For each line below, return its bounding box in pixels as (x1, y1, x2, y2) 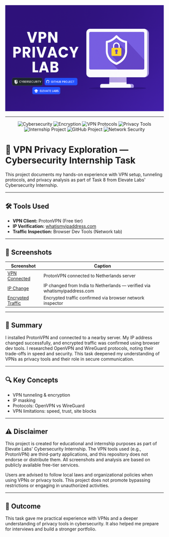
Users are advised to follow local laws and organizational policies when (5, 472, 153, 478)
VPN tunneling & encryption (12, 392, 70, 398)
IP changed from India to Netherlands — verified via (43, 283, 151, 289)
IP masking (12, 397, 36, 403)
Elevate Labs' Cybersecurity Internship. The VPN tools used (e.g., (5, 446, 141, 452)
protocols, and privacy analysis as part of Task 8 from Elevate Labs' (5, 177, 146, 183)
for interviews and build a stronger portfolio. (5, 526, 97, 532)
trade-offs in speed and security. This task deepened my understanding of (5, 350, 160, 356)
